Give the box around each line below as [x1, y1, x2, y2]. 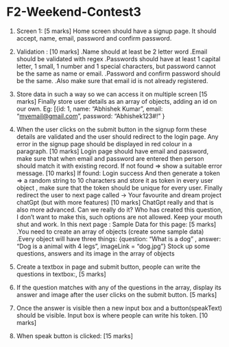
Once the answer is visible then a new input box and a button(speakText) [16, 304, 223, 312]
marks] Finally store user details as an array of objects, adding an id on [16, 97, 217, 105]
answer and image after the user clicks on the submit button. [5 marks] [16, 290, 217, 299]
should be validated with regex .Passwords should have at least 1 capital [16, 54, 221, 63]
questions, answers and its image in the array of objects [16, 249, 176, 258]
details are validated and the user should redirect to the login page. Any [16, 132, 219, 141]
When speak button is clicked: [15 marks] [16, 331, 133, 340]
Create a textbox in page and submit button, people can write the [16, 262, 201, 271]
